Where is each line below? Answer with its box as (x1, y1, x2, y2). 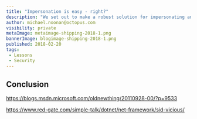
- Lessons (8, 52, 33, 58)
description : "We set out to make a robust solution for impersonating (6, 14, 185, 20)
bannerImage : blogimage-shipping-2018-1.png (6, 36, 117, 42)
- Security (8, 57, 35, 63)
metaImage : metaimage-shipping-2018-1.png (6, 30, 111, 36)
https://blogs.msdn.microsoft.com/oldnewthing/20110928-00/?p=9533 (6, 95, 178, 102)
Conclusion (6, 79, 49, 89)
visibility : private (6, 25, 57, 31)
